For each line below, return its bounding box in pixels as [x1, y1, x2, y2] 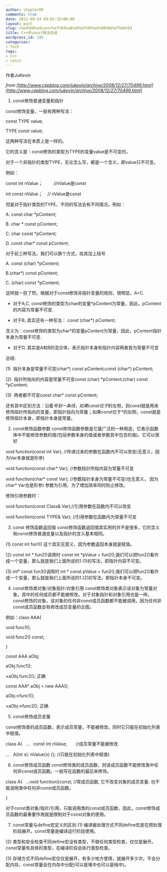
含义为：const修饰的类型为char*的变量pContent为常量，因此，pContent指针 [5, 328, 162, 334]
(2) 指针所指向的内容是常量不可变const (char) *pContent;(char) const [5, 376, 148, 383]
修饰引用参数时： [5, 493, 41, 499]
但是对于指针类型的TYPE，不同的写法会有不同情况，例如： [5, 202, 126, 208]
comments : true [5, 12, 37, 17]
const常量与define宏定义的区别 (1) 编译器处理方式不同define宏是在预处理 [12, 822, 162, 828]
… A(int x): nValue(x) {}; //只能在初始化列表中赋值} [5, 751, 110, 758]
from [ [5, 82, 18, 88]
